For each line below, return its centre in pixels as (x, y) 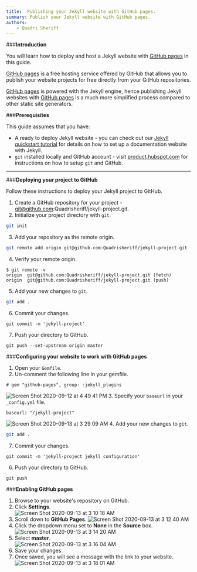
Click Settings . (33, 507)
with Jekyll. (28, 150)
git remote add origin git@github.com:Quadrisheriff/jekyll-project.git (97, 248)
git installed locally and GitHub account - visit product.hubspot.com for (101, 157)
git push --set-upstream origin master (55, 345)
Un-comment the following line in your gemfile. (71, 374)
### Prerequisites (28, 115)
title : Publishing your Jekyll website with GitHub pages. (81, 11)
